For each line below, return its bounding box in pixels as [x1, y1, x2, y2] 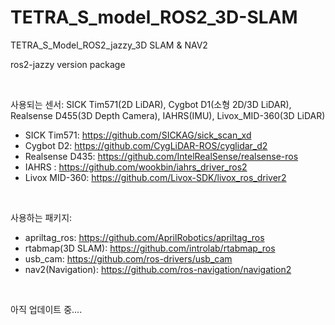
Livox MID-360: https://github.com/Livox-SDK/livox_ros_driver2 [24, 171, 287, 183]
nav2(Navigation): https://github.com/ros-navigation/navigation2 [24, 263, 292, 275]
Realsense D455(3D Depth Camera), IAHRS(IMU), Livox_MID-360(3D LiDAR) [10, 109, 326, 121]
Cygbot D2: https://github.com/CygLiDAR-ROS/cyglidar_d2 [24, 139, 268, 151]
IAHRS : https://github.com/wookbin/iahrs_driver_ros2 [24, 161, 248, 173]
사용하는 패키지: [10, 211, 73, 223]
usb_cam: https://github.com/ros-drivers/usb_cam [24, 252, 233, 265]
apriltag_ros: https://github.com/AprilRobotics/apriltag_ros [24, 231, 265, 243]
